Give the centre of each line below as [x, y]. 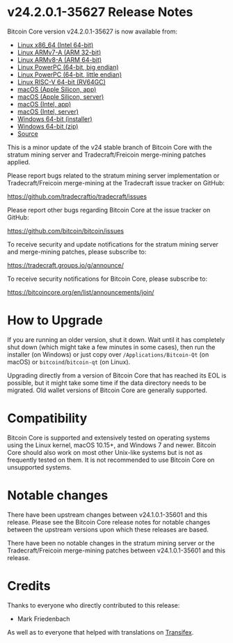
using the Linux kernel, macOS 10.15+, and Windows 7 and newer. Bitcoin [112, 445]
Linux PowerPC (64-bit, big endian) [68, 67]
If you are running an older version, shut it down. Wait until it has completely [116, 339]
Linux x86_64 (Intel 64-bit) [55, 45]
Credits [29, 586]
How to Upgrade [55, 320]
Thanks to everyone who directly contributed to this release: [94, 605]
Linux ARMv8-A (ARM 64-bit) [59, 59]
